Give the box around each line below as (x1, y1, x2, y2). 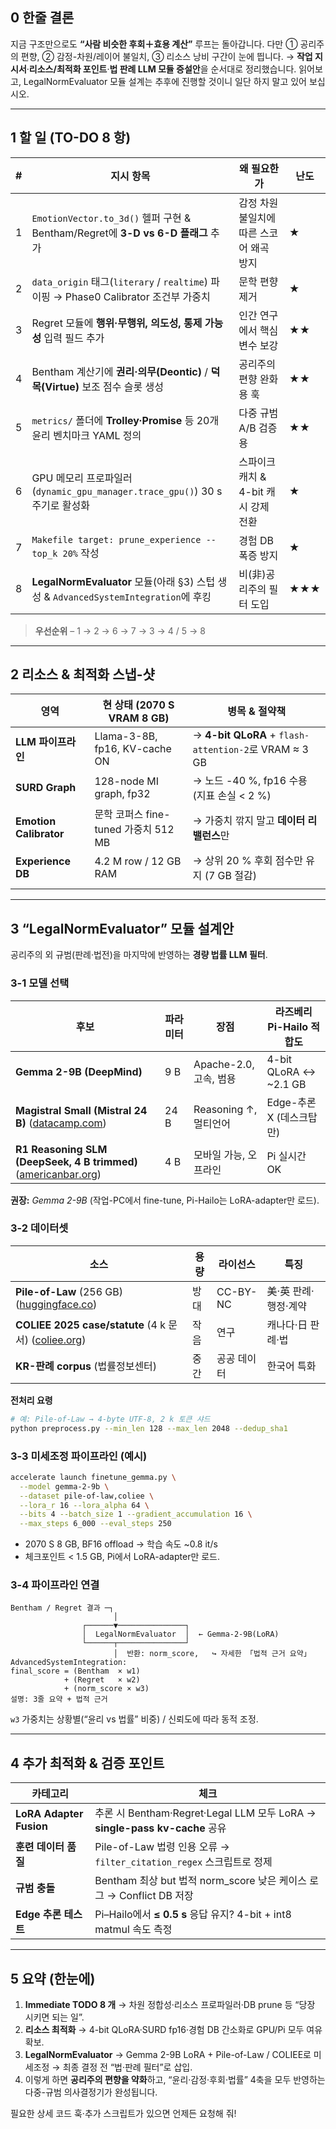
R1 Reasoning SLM (15, 1142, 108, 1156)
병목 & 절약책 (227, 704, 287, 718)
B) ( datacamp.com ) (15, 1116, 107, 1130)
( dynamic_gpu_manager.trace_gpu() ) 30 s (31, 484, 223, 498)
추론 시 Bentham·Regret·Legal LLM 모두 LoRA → (94, 1806, 317, 1820)
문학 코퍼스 (94, 808, 144, 822)
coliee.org (34, 1333, 83, 1347)
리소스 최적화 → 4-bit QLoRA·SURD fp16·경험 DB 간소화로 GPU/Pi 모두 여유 (24, 2024, 323, 2036)
